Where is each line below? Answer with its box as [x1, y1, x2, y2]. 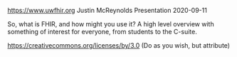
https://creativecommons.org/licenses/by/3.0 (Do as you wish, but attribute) [7, 41, 230, 49]
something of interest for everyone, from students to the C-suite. [7, 28, 197, 36]
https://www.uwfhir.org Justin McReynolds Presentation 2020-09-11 [7, 6, 208, 14]
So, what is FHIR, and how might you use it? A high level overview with [7, 20, 215, 28]
